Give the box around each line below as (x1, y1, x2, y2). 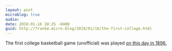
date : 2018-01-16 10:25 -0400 (5, 21, 70, 27)
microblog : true (5, 12, 40, 17)
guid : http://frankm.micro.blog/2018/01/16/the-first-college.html (5, 26, 153, 31)
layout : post (5, 7, 33, 13)
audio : (5, 17, 19, 22)
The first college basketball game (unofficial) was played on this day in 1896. (5, 40, 167, 46)
